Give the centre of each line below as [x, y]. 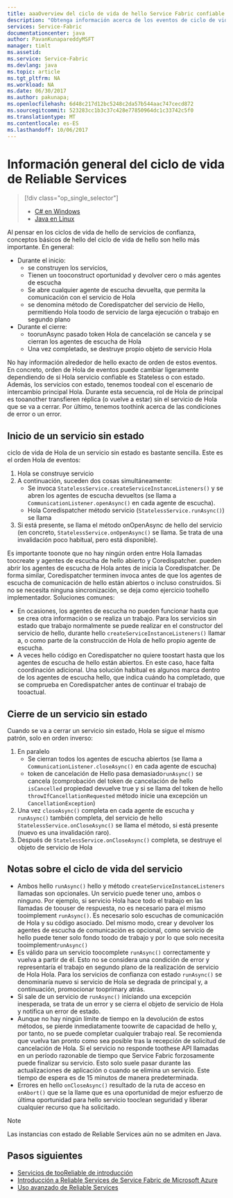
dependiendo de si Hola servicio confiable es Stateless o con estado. [106, 377]
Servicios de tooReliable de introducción [75, 1172]
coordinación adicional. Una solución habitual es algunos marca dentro [119, 670]
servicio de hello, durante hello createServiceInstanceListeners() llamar [121, 633]
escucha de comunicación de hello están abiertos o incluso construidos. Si [114, 583]
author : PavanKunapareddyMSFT [51, 40]
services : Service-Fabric [44, 26]
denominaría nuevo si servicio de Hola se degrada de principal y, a [112, 981]
